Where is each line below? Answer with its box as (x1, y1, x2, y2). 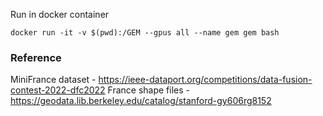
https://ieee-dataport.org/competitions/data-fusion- (98, 74, 313, 86)
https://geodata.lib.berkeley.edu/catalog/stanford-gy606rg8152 (10, 95, 272, 107)
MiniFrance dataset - (10, 74, 97, 86)
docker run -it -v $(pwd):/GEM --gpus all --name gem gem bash (10, 28, 280, 38)
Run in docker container (10, 9, 110, 20)
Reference (10, 50, 62, 64)
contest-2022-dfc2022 (10, 84, 106, 96)
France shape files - (107, 84, 190, 96)
